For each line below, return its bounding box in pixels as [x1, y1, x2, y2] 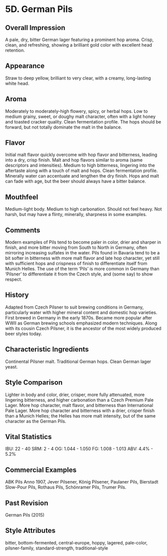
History [5, 291, 29, 299]
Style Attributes [5, 526, 56, 535]
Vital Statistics [5, 432, 52, 441]
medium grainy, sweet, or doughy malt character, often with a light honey [5, 113, 156, 119]
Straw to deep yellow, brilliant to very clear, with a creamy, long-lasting [5, 75, 151, 81]
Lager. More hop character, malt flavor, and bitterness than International [5, 402, 153, 408]
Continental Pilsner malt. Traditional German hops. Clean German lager [5, 358, 151, 364]
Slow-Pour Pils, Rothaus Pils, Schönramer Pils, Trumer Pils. [5, 484, 126, 490]
